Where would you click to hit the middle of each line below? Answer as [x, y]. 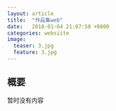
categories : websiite [38, 33]
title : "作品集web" [35, 20]
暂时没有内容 [25, 100]
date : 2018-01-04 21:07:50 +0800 [58, 26]
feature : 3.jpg [35, 53]
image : [17, 40]
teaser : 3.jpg [33, 46]
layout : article [30, 14]
